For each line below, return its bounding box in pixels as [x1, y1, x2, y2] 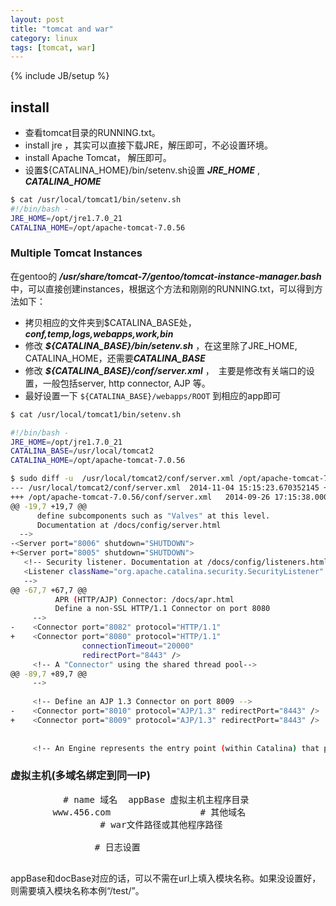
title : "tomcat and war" [10, 24, 114, 34]
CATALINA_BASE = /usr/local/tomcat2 [10, 446, 155, 456]
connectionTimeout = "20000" [81, 641, 195, 651]
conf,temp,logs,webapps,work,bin [24, 327, 174, 340]
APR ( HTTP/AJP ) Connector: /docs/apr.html [54, 594, 235, 605]
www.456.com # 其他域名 [52, 806, 247, 818]
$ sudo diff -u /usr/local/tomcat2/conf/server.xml [10, 474, 235, 484]
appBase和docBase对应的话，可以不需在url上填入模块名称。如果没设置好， [10, 872, 322, 884]
